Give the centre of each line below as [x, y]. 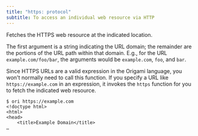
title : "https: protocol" [39, 12]
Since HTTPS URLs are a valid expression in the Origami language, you [94, 71]
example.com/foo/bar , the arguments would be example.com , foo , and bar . [96, 59]
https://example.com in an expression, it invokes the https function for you [99, 84]
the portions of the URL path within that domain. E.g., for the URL [87, 53]
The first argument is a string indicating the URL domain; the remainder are [99, 47]
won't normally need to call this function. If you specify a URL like [88, 77]
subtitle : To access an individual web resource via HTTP [80, 18]
